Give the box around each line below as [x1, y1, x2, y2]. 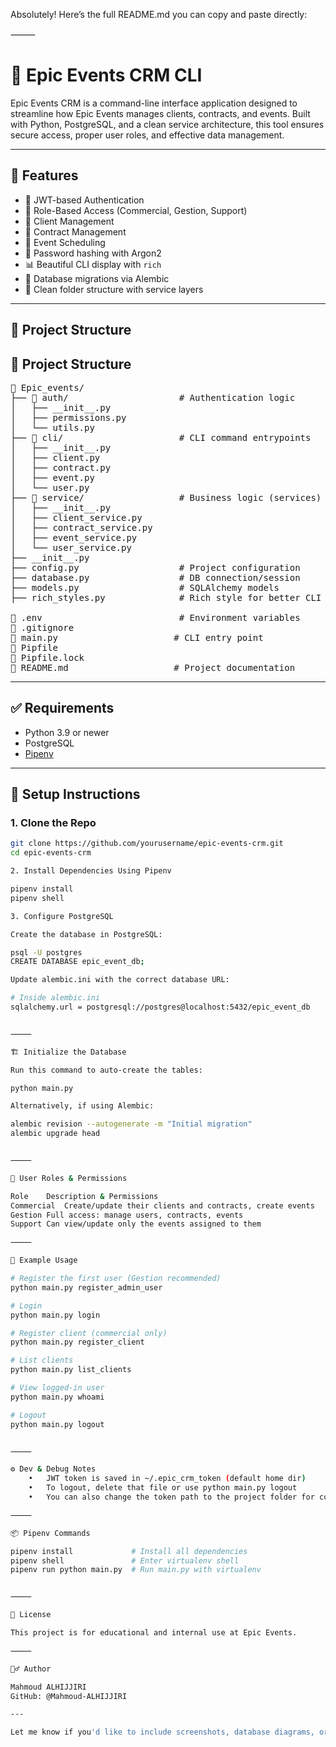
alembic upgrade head [10, 1129, 101, 1139]
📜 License [10, 1610, 52, 1620]
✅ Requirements [10, 700, 115, 717]
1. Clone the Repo [10, 816, 97, 830]
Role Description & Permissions [10, 1191, 159, 1201]
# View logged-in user [10, 1383, 105, 1393]
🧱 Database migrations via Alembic [24, 272, 170, 284]
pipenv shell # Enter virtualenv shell [10, 1555, 240, 1566]
